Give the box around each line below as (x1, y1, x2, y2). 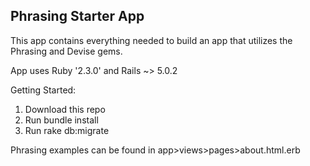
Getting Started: (10, 84, 77, 96)
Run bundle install (24, 114, 99, 126)
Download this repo (24, 103, 106, 115)
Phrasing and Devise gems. (10, 45, 123, 57)
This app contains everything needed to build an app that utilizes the (10, 34, 293, 46)
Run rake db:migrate (24, 124, 110, 136)
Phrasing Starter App (10, 8, 145, 25)
